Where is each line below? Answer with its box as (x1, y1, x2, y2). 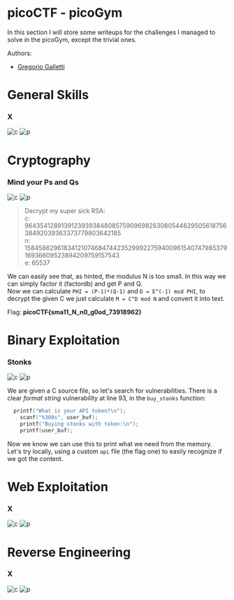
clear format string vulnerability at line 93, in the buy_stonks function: (7, 394, 206, 402)
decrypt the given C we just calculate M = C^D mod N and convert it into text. (7, 294, 225, 302)
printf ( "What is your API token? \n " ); (13, 407, 127, 415)
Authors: (7, 49, 32, 57)
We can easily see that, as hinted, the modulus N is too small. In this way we (7, 272, 226, 280)
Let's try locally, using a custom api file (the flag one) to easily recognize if (7, 447, 222, 455)
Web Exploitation (7, 479, 108, 495)
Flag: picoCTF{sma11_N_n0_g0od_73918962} (7, 307, 142, 316)
